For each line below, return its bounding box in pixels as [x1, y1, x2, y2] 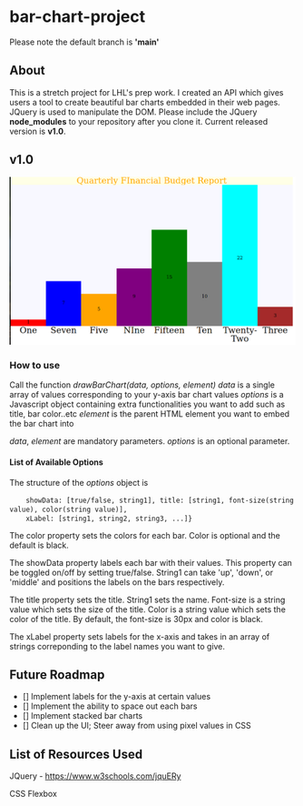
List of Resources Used [9, 746, 143, 761]
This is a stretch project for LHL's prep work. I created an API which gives [9, 86, 284, 97]
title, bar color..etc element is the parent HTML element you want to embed [9, 408, 290, 419]
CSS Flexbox [9, 789, 57, 800]
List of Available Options [9, 457, 104, 468]
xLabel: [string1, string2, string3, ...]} [25, 514, 193, 523]
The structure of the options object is [9, 477, 149, 488]
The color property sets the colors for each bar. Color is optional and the [9, 529, 281, 540]
